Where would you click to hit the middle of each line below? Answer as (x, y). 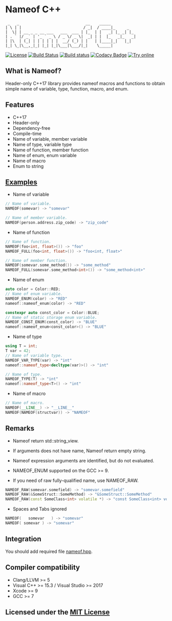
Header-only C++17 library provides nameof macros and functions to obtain (85, 83)
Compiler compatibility (43, 568)
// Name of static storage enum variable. (51, 317)
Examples (21, 182)
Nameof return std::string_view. (46, 440)
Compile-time (27, 134)
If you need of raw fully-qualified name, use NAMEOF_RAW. (76, 480)
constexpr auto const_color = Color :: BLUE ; (52, 313)
